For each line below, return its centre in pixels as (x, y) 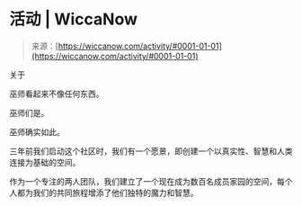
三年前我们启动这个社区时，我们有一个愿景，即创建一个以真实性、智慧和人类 (151, 151)
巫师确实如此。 (37, 131)
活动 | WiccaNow (73, 19)
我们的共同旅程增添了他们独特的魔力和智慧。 (115, 193)
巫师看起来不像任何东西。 (57, 94)
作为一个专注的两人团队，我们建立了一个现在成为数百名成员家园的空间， (143, 181)
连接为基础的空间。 (45, 162)
